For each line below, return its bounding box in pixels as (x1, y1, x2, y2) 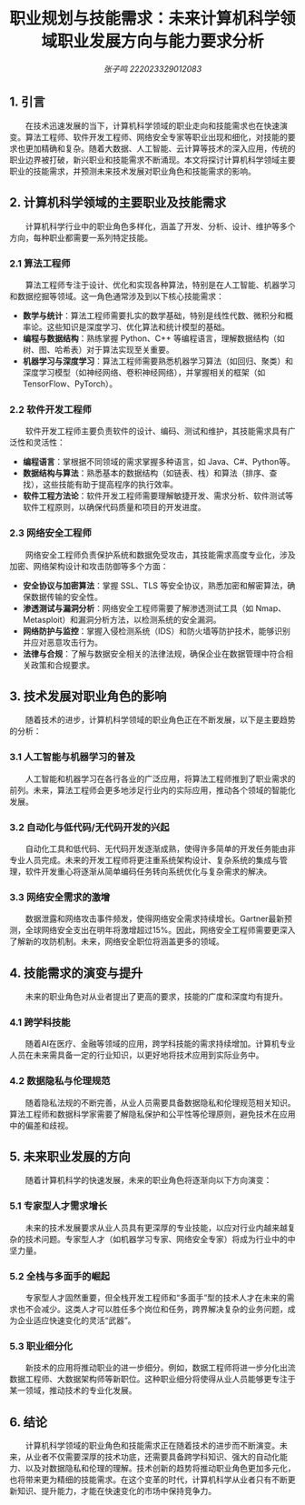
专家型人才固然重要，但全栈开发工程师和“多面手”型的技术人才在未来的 (25, 1292, 288, 1303)
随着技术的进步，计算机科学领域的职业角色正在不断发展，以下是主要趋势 (25, 715, 296, 726)
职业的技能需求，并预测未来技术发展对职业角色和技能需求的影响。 (9, 166, 256, 176)
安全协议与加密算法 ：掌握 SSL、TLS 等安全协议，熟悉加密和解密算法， (22, 579, 288, 591)
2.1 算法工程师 (9, 256, 71, 269)
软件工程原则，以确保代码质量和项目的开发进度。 (22, 502, 206, 513)
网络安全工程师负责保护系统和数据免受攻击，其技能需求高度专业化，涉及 (25, 549, 296, 560)
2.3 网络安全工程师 (9, 527, 93, 539)
